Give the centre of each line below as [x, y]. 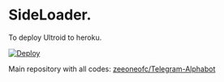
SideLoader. [50, 15]
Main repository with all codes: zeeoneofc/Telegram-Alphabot [112, 69]
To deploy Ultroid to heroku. [55, 37]
